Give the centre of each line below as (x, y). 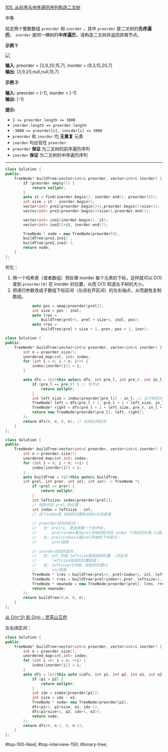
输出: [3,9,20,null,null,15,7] (32, 72)
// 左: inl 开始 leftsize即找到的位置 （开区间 (79, 556)
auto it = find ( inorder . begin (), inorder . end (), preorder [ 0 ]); (90, 197)
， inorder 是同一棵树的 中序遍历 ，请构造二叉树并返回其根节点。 (75, 35)
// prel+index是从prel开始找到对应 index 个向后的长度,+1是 (97, 533)
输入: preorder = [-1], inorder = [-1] (41, 93)
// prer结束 (50, 542)
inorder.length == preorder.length (49, 125)
